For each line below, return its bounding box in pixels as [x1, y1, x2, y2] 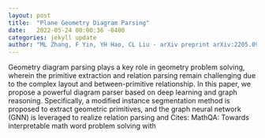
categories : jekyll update [8, 33, 97, 42]
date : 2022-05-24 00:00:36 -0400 [8, 26, 125, 34]
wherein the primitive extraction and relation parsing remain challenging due [8, 71, 256, 80]
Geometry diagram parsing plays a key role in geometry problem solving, [8, 62, 245, 72]
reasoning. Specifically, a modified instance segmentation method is [8, 96, 230, 106]
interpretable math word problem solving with [8, 121, 156, 131]
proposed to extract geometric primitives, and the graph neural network [8, 104, 242, 114]
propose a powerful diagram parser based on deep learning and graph [8, 88, 238, 97]
